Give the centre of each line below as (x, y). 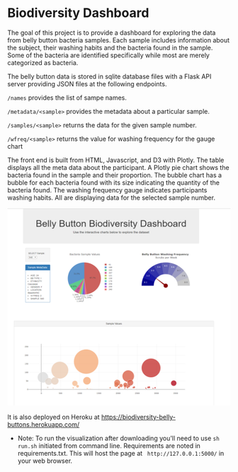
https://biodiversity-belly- (138, 417)
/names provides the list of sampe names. (67, 98)
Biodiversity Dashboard (78, 13)
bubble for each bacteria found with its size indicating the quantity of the (113, 183)
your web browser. (45, 461)
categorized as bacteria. (43, 62)
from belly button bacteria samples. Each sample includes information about (119, 40)
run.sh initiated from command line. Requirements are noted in (109, 445)
